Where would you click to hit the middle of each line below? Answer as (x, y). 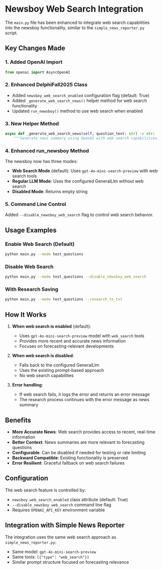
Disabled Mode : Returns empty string (50, 192)
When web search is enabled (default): (51, 326)
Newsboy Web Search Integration (74, 9)
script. (11, 33)
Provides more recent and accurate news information (73, 341)
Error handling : (27, 385)
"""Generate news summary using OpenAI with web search (72, 138)
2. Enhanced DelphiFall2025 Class (46, 85)
